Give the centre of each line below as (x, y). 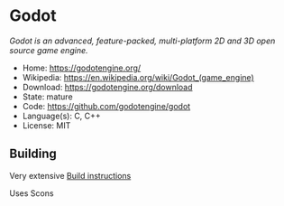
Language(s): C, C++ (61, 116)
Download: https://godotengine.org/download (107, 87)
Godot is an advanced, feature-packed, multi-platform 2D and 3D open (142, 41)
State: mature (48, 97)
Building (33, 154)
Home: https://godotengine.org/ (82, 68)
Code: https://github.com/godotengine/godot (106, 106)
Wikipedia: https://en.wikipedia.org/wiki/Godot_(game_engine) (138, 77)
